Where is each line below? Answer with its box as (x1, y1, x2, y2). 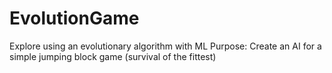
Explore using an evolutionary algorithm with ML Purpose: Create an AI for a (9, 40, 322, 52)
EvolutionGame (9, 7, 140, 30)
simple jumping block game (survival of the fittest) (9, 50, 217, 62)
